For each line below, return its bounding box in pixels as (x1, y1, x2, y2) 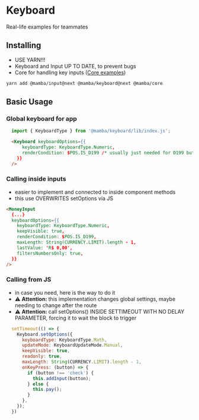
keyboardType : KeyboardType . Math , (21, 337, 108, 343)
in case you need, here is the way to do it (14, 289, 115, 296)
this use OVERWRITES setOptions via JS (14, 194, 114, 202)
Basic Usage (6, 97, 53, 107)
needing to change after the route (14, 301, 97, 309)
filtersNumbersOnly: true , (17, 250, 84, 256)
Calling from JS (6, 276, 52, 284)
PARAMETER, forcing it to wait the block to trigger (14, 314, 137, 321)
